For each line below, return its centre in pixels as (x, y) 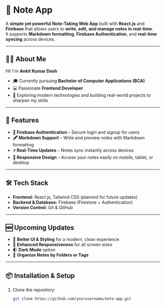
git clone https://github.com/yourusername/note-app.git (72, 299)
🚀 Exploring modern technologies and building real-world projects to (82, 95)
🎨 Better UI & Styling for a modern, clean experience (66, 239)
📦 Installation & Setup (40, 275)
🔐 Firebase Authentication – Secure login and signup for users (76, 132)
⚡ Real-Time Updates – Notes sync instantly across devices (73, 150)
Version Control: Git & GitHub (43, 208)
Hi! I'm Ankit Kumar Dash (32, 71)
